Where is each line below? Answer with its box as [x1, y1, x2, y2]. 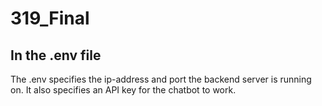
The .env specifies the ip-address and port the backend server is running [10, 73, 312, 85]
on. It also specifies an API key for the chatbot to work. [10, 84, 237, 96]
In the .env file [10, 47, 102, 64]
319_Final [10, 7, 90, 30]
